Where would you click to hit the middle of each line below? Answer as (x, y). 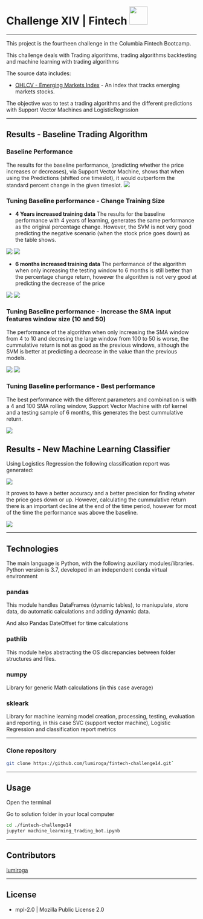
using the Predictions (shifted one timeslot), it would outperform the (91, 178)
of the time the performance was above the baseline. (72, 513)
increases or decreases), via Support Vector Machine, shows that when (95, 171)
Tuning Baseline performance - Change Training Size (85, 201)
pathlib (17, 639)
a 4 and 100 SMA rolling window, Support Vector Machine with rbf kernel (97, 406)
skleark (18, 703)
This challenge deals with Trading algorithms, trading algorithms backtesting (101, 55)
